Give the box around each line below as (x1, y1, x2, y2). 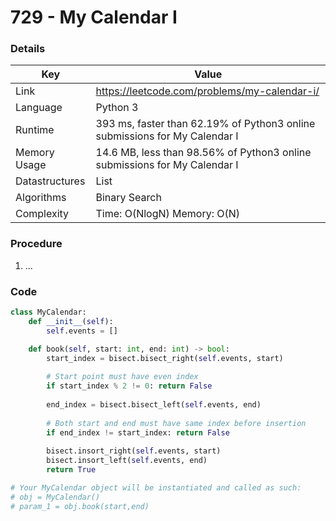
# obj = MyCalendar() (10, 492, 101, 502)
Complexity (15, 207, 70, 221)
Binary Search (95, 191, 162, 205)
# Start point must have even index (46, 372, 199, 382)
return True (46, 465, 97, 475)
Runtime (15, 123, 55, 137)
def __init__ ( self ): (28, 316, 114, 326)
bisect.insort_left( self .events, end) (46, 456, 208, 466)
